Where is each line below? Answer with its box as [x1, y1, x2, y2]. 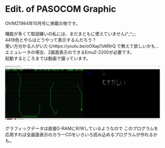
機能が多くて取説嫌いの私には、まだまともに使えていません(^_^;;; [5, 30, 136, 36]
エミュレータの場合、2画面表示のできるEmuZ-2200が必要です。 [5, 49, 135, 55]
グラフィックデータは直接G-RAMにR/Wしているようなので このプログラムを [5, 125, 159, 131]
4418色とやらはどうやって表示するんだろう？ [5, 37, 97, 43]
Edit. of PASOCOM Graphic [5, 3, 116, 15]
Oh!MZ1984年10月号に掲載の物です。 [5, 20, 80, 26]
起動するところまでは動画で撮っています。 [5, 55, 91, 61]
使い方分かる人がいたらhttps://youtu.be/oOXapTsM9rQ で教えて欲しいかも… [5, 43, 160, 49]
